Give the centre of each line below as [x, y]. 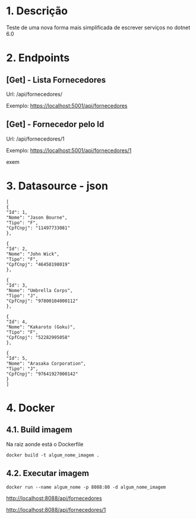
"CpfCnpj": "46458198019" [38, 264]
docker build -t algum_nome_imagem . [53, 455]
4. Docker [31, 408]
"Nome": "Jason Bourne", [37, 217]
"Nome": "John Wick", [33, 254]
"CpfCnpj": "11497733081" [38, 228]
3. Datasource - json [57, 186]
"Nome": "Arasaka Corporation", [46, 363]
